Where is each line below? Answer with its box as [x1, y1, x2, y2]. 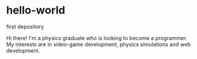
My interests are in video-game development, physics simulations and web [6, 41, 191, 48]
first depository [6, 23, 44, 30]
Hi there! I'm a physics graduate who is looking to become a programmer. [6, 34, 187, 41]
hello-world [6, 4, 66, 17]
